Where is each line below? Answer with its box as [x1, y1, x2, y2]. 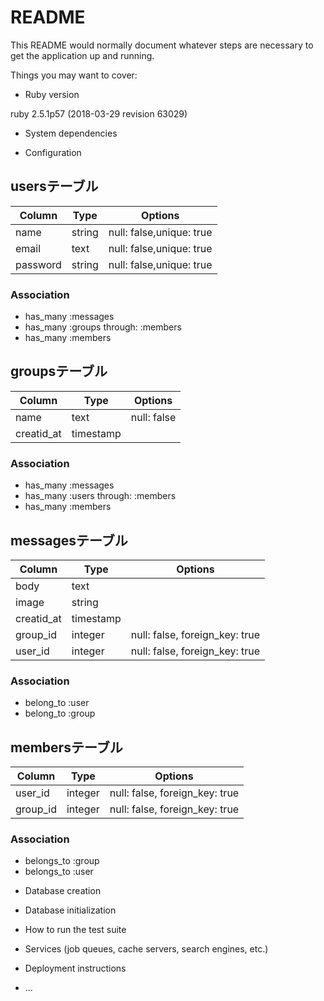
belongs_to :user [24, 866, 94, 878]
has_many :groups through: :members [24, 321, 182, 333]
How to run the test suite [24, 924, 127, 936]
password [15, 257, 62, 271]
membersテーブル [10, 739, 123, 756]
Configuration [24, 146, 82, 158]
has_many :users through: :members [24, 490, 177, 502]
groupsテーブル [10, 363, 108, 380]
